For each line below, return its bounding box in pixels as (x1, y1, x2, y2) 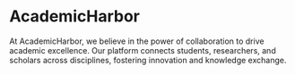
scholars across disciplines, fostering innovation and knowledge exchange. (9, 54, 287, 65)
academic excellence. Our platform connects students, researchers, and (9, 45, 276, 55)
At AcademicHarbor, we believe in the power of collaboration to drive (9, 36, 265, 46)
